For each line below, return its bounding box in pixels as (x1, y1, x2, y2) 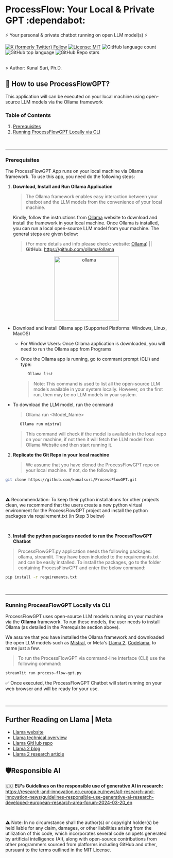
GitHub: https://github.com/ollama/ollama (25, 246, 114, 253)
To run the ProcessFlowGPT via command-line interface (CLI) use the (18, 655, 166, 661)
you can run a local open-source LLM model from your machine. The (12, 225, 160, 232)
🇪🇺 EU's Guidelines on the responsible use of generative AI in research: (5, 782, 163, 789)
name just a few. (5, 645, 40, 652)
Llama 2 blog (12, 745, 41, 751)
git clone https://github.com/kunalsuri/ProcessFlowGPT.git (5, 477, 137, 482)
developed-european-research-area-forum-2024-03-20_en (5, 799, 133, 806)
